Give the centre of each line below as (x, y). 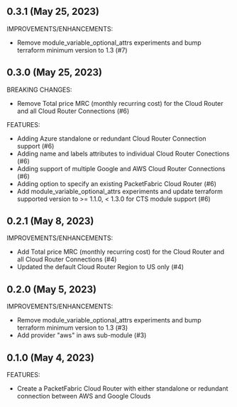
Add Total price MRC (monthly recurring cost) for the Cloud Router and (121, 252)
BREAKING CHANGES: (39, 89)
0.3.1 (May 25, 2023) (53, 12)
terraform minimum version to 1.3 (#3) (72, 328)
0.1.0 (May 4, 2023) (51, 358)
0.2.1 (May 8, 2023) (50, 221)
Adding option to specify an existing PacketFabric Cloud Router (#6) (117, 183)
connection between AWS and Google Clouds (84, 396)
